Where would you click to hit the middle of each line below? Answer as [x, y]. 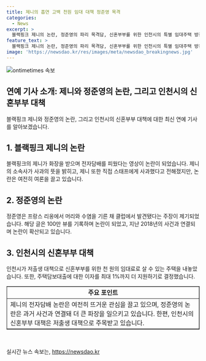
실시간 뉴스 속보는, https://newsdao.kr [53, 351]
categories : [21, 18]
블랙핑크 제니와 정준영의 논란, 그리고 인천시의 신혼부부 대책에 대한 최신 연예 [96, 119]
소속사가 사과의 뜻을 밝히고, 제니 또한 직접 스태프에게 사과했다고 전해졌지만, [103, 171]
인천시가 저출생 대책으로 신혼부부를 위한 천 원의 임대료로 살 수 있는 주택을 [94, 269]
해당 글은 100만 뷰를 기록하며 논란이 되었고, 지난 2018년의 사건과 [102, 224]
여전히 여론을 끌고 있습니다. [51, 179]
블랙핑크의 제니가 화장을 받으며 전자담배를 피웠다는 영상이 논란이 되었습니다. [97, 164]
